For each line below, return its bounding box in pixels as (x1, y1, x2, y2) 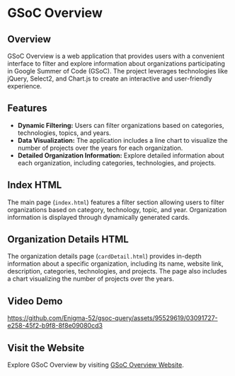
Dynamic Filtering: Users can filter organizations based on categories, (17, 121, 224, 129)
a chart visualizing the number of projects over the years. (7, 274, 175, 283)
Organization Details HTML (7, 233, 129, 245)
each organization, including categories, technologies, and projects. (17, 158, 216, 167)
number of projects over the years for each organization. (17, 143, 183, 152)
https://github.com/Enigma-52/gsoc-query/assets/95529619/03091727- (7, 314, 218, 322)
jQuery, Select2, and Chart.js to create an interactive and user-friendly (7, 74, 212, 83)
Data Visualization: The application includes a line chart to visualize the (17, 136, 228, 144)
